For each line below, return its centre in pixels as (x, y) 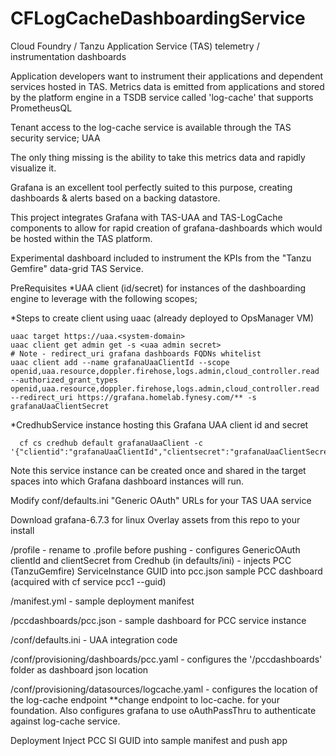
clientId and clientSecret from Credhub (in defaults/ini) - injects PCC (151, 560)
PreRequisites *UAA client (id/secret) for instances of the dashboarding (158, 288)
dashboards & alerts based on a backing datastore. (115, 198)
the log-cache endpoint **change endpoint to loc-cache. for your (145, 699)
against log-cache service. (65, 721)
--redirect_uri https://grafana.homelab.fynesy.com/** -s (133, 397)
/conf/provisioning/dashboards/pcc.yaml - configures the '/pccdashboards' (166, 659)
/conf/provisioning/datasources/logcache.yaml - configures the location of (164, 689)
